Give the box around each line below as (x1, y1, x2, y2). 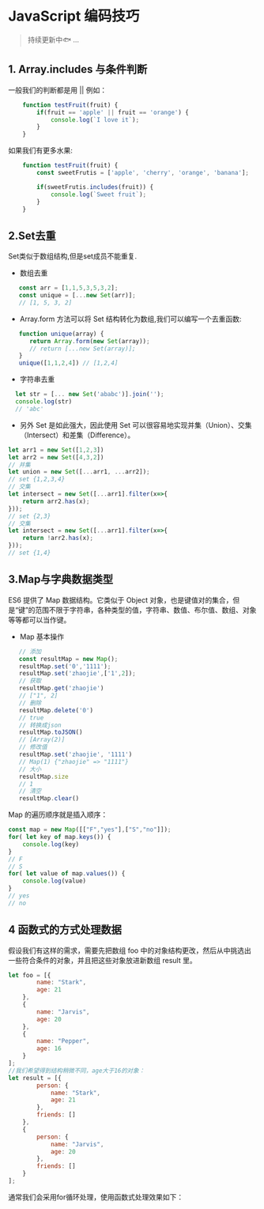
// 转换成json (18, 721, 62, 729)
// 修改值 (18, 743, 47, 751)
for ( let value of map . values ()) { (8, 870, 126, 878)
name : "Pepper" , (36, 1037, 90, 1045)
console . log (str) (15, 398, 73, 406)
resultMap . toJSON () (18, 728, 83, 736)
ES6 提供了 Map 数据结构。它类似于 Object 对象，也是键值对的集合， (8, 595, 233, 605)
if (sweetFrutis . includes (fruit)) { (36, 183, 154, 191)
